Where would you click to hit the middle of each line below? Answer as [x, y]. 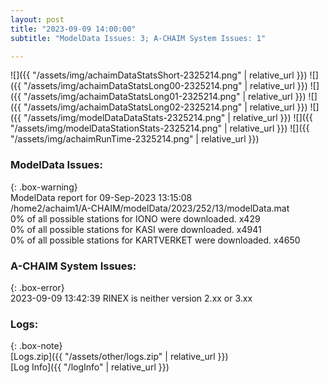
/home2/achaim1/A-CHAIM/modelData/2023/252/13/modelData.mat [150, 208]
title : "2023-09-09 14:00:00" [73, 29]
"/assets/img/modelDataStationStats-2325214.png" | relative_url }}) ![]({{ [160, 128]
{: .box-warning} [44, 187]
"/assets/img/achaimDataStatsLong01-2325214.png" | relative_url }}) [165, 97]
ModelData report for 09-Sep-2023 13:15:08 [101, 197]
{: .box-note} [36, 346]
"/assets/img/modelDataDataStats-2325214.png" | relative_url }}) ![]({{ [168, 118]
